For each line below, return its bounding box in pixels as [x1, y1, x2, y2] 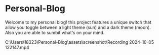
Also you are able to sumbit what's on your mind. [5, 29, 105, 35]
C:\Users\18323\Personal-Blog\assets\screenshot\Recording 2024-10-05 [5, 39, 154, 45]
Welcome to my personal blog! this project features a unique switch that [5, 19, 152, 25]
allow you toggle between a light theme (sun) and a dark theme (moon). [5, 24, 151, 30]
